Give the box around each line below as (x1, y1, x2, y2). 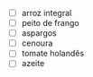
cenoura (21, 38, 53, 48)
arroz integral (21, 8, 72, 18)
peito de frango (21, 18, 79, 29)
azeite (21, 58, 45, 69)
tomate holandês (21, 48, 85, 59)
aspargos (21, 28, 58, 38)
